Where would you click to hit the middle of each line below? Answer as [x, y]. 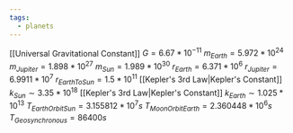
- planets [36, 26]
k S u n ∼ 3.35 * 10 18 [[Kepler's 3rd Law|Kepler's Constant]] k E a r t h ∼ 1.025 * [146, 93]
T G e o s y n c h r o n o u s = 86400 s [58, 118]
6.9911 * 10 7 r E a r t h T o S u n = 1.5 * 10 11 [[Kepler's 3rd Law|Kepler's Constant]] [146, 80]
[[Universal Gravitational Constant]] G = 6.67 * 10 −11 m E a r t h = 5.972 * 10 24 [147, 53]
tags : [19, 18]
